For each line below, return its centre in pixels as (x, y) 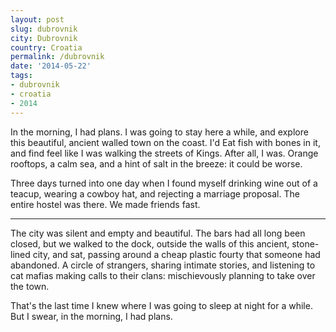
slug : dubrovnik (44, 29)
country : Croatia (46, 47)
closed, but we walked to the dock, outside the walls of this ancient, (150, 243)
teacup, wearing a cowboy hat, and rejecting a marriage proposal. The (155, 193)
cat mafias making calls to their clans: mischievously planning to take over (163, 275)
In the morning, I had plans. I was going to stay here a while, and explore (159, 132)
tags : (21, 76)
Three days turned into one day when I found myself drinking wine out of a (164, 183)
